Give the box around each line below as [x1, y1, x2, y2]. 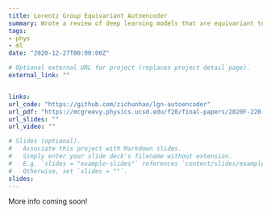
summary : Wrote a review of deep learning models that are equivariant [8, 19, 254, 27]
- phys [8, 34, 31, 43]
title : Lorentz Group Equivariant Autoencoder [8, 11, 168, 20]
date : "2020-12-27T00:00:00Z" [8, 49, 110, 57]
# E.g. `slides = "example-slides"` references [8, 159, 179, 167]
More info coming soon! [8, 196, 88, 206]
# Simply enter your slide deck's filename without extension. [8, 152, 232, 160]
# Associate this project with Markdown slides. [8, 145, 182, 153]
